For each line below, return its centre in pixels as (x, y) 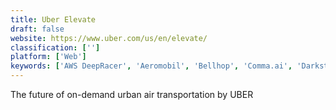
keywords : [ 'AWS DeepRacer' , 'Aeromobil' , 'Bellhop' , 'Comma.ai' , (151, 66)
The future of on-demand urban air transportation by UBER (132, 94)
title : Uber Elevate (53, 19)
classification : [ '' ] (55, 47)
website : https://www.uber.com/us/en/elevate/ (109, 38)
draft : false (37, 29)
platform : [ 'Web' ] (48, 57)
